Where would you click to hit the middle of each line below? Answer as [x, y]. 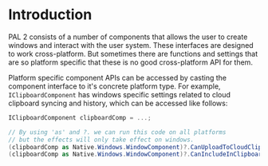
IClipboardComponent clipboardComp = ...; [80, 117]
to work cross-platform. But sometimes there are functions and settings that [133, 53]
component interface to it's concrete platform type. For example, [114, 86]
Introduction [50, 15]
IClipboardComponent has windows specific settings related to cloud [120, 94]
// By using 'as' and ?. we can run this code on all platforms [117, 132]
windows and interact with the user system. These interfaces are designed [131, 45]
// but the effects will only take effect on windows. [101, 140]
